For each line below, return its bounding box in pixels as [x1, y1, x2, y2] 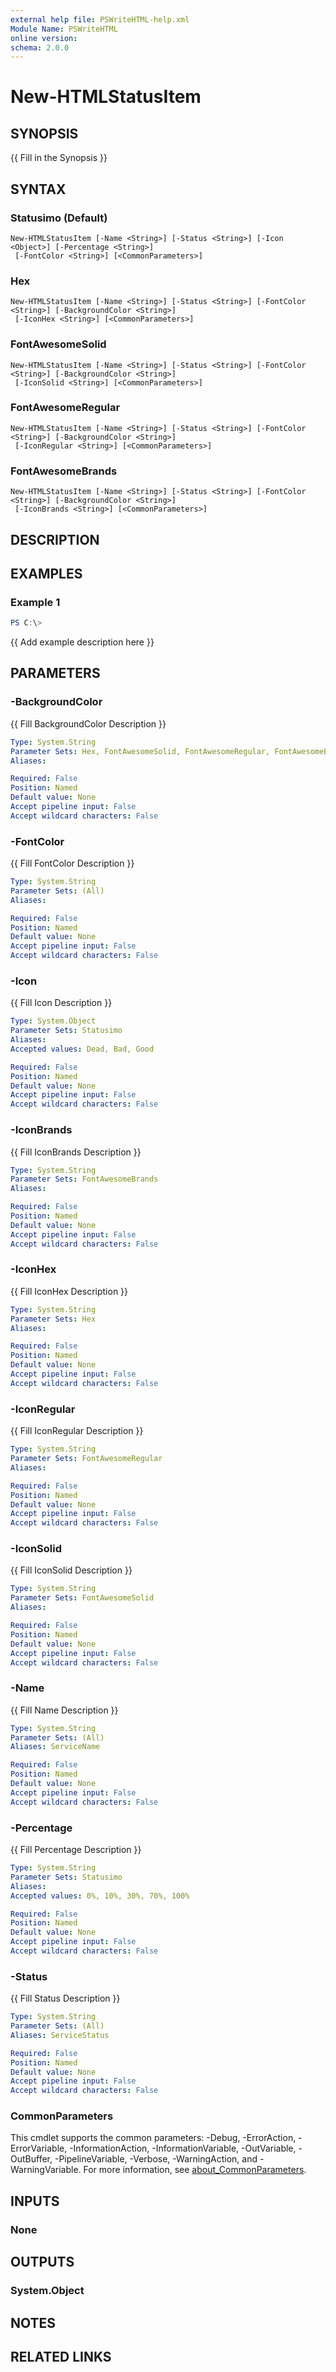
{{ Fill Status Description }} [10, 1992, 121, 2005]
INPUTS [10, 2192, 60, 2210]
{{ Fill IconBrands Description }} [10, 1146, 142, 1158]
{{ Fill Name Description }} [10, 1704, 119, 1716]
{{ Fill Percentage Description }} [10, 1844, 142, 1856]
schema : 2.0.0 [10, 42, 70, 53]
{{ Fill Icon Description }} [10, 997, 113, 1009]
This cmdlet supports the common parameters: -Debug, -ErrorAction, [10, 2132, 297, 2144]
